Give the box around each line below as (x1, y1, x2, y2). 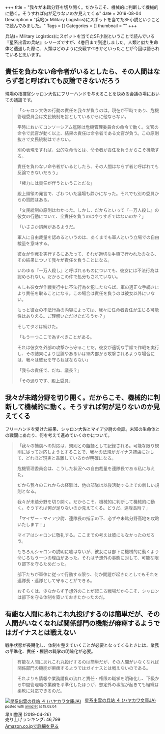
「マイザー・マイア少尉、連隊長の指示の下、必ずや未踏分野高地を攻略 (17, 515, 160, 521)
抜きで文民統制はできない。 (17, 136, 74, 142)
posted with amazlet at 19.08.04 (5, 704, 57, 709)
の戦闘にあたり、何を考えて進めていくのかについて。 (5, 432, 112, 438)
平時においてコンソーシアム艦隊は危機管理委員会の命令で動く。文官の (17, 124, 159, 130)
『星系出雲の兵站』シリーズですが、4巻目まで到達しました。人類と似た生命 (5, 39, 159, 45)
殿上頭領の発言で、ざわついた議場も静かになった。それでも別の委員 (17, 190, 155, 196)
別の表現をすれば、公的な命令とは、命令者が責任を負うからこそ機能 (17, 147, 155, 153)
